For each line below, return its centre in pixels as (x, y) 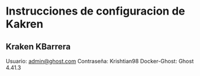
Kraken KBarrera (38, 47)
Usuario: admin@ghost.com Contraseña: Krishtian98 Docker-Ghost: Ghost (100, 61)
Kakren (25, 24)
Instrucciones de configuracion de (95, 11)
